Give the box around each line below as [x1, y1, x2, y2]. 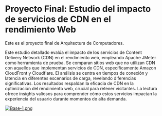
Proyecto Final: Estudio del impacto [5, 3, 151, 15]
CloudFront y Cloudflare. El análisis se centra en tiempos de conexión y [5, 70, 148, 76]
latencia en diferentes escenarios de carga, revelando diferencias [5, 75, 136, 81]
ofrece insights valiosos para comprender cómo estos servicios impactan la [5, 91, 157, 97]
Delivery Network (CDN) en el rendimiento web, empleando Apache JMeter [5, 54, 157, 60]
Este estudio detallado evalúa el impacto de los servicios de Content [5, 50, 142, 55]
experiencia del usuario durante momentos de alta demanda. [5, 96, 127, 101]
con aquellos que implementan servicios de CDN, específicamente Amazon [5, 65, 157, 71]
